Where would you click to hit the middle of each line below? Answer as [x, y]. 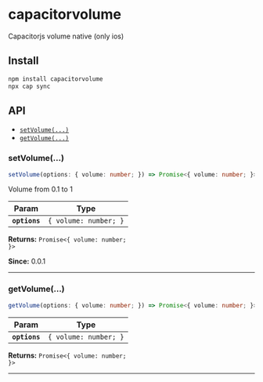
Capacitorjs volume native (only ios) [66, 36]
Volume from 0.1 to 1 [40, 189]
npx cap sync [29, 86]
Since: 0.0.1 [27, 261]
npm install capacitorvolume [56, 79]
